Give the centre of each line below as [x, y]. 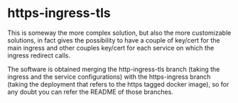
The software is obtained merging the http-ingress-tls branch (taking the [114, 69]
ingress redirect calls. [39, 55]
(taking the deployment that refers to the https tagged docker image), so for [118, 84]
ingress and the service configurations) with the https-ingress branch [109, 77]
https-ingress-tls [59, 13]
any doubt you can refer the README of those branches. [91, 92]
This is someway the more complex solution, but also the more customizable [119, 33]
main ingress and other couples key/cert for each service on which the [111, 48]
